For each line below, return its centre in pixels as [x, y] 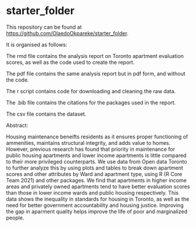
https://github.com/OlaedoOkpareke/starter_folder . [67, 33]
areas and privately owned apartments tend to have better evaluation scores [98, 187]
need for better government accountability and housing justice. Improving [95, 205]
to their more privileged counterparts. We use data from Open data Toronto [97, 161]
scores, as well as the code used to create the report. [70, 62]
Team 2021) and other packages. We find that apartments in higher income [97, 180]
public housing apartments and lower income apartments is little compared [96, 155]
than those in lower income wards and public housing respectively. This [92, 192]
